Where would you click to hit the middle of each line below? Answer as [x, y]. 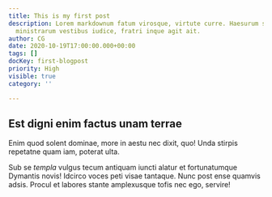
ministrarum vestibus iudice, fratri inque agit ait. [108, 31]
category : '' [30, 84]
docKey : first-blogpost [49, 62]
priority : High [34, 69]
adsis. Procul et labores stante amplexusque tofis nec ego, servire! [119, 185]
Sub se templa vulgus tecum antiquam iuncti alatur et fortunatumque [123, 168]
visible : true [32, 76]
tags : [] [23, 54]
